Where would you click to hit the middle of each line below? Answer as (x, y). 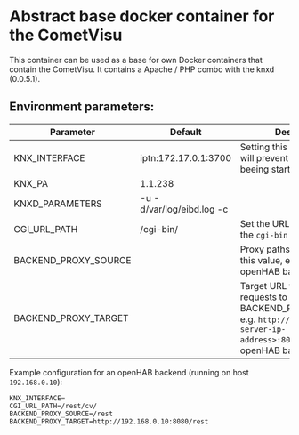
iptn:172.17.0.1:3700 (186, 157)
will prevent (264, 157)
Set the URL (265, 223)
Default (186, 132)
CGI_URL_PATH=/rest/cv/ (53, 406)
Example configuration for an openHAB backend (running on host (129, 372)
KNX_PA (31, 183)
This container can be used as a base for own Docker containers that (136, 60)
